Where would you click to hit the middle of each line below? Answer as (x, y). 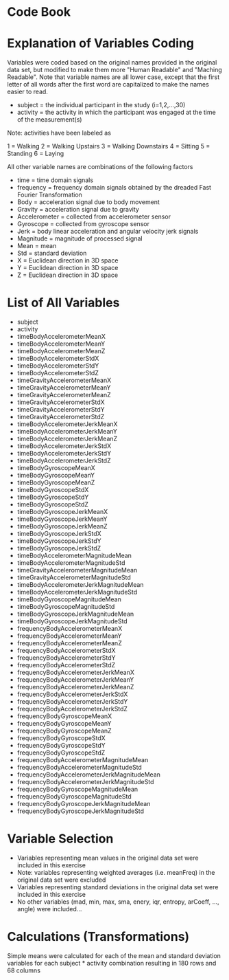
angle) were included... (49, 909)
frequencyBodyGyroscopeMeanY (64, 724)
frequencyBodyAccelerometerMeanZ (69, 643)
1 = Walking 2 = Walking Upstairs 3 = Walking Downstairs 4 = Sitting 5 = (109, 146)
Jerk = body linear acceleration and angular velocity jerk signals (108, 232)
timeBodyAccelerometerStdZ (58, 373)
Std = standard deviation (52, 253)
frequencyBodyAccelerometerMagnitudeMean (83, 760)
